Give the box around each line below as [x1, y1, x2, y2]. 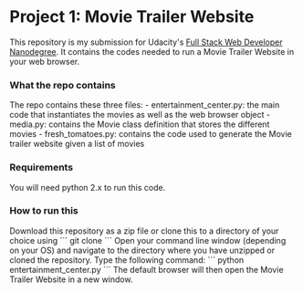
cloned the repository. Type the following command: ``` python [9, 254, 245, 266]
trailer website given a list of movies [9, 139, 145, 150]
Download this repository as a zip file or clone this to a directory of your [9, 225, 279, 236]
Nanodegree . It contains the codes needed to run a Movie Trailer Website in [9, 46, 295, 57]
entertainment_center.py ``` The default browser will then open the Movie [9, 264, 285, 275]
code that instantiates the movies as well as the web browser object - [9, 109, 271, 120]
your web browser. [9, 56, 80, 67]
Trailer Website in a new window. [9, 274, 133, 285]
